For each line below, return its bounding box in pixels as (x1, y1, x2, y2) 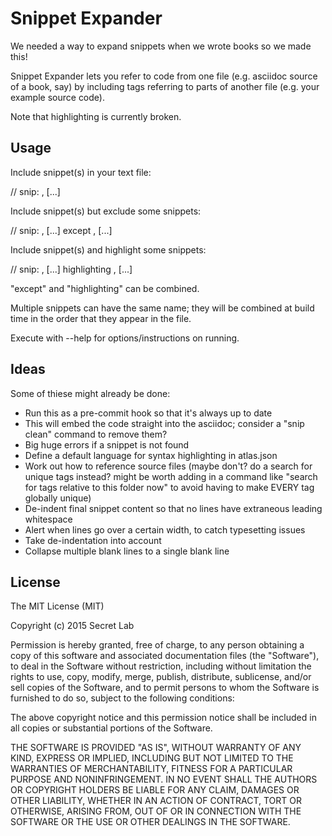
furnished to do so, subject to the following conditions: (10, 692, 235, 704)
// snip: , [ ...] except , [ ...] (10, 224, 113, 236)
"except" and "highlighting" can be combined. (10, 282, 200, 294)
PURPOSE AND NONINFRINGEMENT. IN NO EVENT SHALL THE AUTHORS (10, 773, 318, 786)
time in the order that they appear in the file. (10, 312, 192, 324)
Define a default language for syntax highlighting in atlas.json (24, 449, 278, 461)
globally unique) (24, 492, 92, 504)
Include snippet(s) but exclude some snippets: (10, 205, 202, 217)
